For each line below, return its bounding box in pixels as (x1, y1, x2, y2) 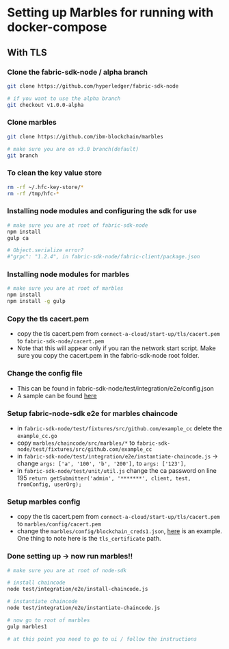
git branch (7, 152, 38, 159)
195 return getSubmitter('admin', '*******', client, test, (16, 474, 191, 482)
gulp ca (7, 234, 29, 241)
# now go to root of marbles (7, 617, 90, 624)
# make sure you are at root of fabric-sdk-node (7, 221, 148, 229)
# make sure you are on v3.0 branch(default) (7, 145, 139, 152)
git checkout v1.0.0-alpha (7, 101, 84, 108)
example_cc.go (16, 432, 57, 439)
